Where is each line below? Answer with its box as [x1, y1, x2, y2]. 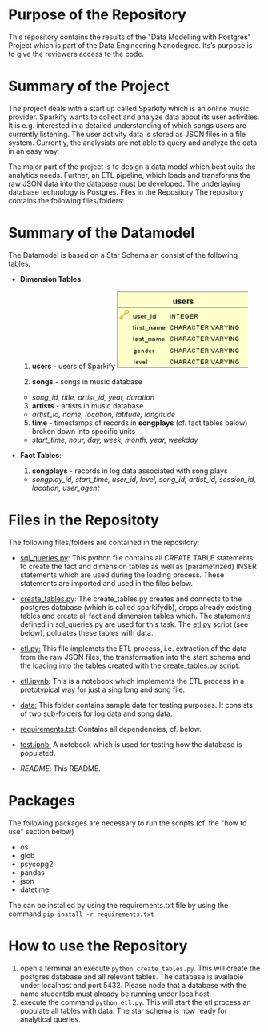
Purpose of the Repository [8, 6, 186, 24]
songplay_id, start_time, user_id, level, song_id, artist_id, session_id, [31, 474, 256, 484]
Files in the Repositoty [8, 511, 160, 529]
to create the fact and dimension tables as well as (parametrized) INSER [19, 561, 258, 571]
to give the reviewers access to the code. [8, 49, 145, 58]
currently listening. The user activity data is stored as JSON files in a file [8, 129, 246, 139]
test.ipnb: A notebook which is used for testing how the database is [19, 739, 242, 749]
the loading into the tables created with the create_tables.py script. [19, 661, 241, 670]
